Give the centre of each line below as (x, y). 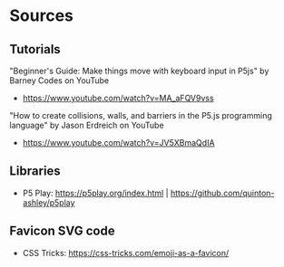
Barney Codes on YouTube (59, 81)
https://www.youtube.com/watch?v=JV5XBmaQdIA (118, 143)
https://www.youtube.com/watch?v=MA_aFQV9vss (118, 98)
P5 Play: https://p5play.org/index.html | (96, 193)
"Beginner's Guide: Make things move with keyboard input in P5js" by (139, 71)
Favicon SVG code (62, 231)
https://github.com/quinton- (222, 193)
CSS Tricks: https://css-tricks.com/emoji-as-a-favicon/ (126, 253)
